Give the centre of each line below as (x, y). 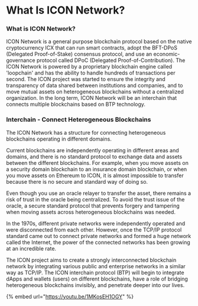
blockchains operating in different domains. (59, 139)
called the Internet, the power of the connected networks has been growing (98, 242)
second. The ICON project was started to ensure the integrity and (86, 79)
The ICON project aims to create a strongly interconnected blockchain (91, 260)
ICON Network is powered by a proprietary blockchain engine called (89, 67)
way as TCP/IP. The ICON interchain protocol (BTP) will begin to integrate (95, 272)
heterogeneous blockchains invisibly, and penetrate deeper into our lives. (95, 285)
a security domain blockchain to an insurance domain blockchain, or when (97, 169)
